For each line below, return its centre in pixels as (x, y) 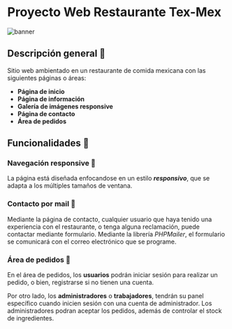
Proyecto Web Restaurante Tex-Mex (114, 12)
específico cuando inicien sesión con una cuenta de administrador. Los (110, 303)
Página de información (51, 99)
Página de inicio (41, 91)
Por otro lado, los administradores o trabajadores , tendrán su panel (106, 296)
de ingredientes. (31, 318)
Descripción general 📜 (57, 54)
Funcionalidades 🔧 (48, 143)
